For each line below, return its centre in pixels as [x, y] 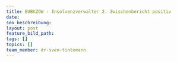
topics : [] [20, 45]
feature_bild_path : [30, 34]
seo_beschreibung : [29, 22]
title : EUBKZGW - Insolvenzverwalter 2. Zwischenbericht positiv [88, 12]
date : [13, 17]
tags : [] [17, 39]
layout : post [22, 28]
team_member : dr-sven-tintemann [46, 50]
